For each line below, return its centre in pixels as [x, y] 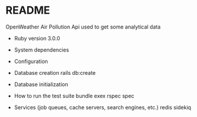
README [28, 10]
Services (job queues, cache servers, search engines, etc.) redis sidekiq [102, 107]
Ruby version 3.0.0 [37, 38]
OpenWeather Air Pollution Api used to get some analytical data [83, 27]
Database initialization [41, 84]
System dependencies [42, 50]
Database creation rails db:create [55, 72]
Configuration [31, 61]
